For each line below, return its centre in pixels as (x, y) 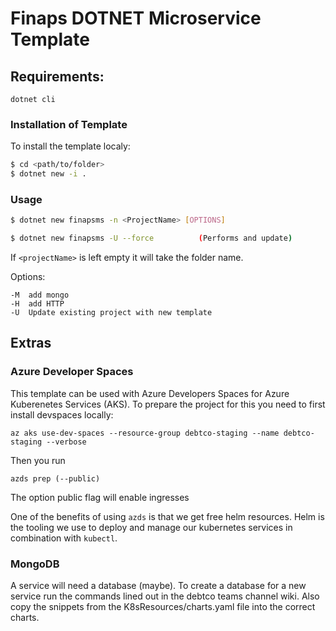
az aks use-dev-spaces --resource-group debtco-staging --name (145, 433)
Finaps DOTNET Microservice (136, 18)
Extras (31, 343)
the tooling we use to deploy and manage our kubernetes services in (151, 527)
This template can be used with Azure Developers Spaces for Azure (150, 393)
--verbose (66, 442)
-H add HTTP (37, 304)
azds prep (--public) (55, 478)
